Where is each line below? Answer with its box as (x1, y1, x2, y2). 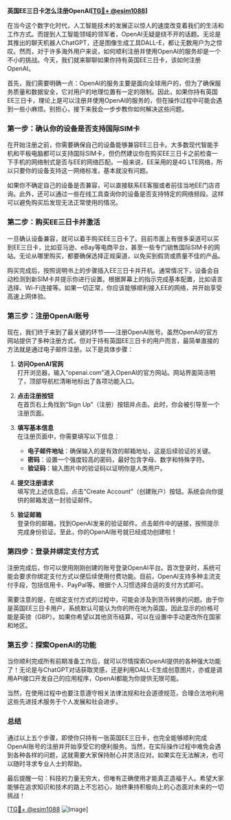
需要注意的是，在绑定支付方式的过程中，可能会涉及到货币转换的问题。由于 (7, 595, 218, 604)
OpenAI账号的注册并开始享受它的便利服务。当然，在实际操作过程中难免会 (7, 742, 215, 750)
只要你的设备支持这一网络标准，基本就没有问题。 (12, 167, 152, 175)
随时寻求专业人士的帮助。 (12, 759, 86, 768)
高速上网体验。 (7, 292, 49, 300)
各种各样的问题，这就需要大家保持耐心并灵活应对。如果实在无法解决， (12, 750, 212, 759)
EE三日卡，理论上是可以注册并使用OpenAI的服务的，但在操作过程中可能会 (7, 96, 217, 104)
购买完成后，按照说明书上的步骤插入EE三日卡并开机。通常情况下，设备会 (7, 266, 213, 274)
